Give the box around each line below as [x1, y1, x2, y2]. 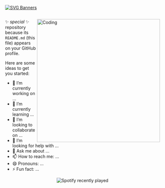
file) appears [5, 40, 31, 46]
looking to [12, 122, 33, 128]
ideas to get [5, 65, 29, 71]
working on [12, 91, 35, 96]
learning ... [12, 111, 34, 118]
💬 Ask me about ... [12, 148, 50, 154]
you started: [5, 70, 29, 76]
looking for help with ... [12, 143, 59, 149]
